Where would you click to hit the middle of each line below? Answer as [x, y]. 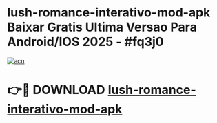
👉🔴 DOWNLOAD [56, 90]
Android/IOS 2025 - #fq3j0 [85, 42]
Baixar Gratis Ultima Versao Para [102, 27]
